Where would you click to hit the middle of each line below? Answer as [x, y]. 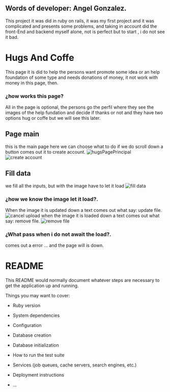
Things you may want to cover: [38, 296]
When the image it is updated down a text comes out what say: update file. [83, 210]
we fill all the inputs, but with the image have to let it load [65, 186]
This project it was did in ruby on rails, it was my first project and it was [80, 20]
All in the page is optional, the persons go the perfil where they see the [80, 107]
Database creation [32, 335]
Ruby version [26, 306]
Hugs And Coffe [40, 58]
